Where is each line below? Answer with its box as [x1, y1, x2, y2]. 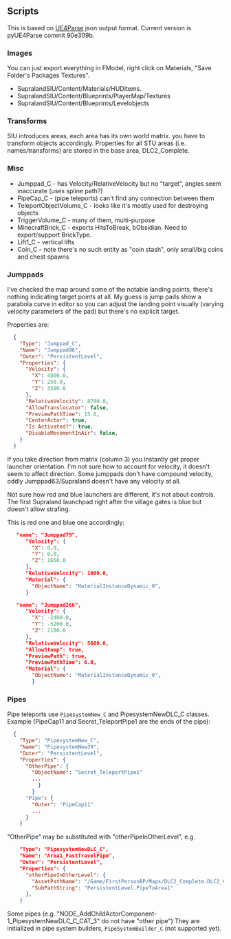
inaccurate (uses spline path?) [16, 186, 103, 195]
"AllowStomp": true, [25, 646, 85, 653]
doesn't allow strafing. [7, 505, 71, 513]
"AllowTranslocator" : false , [25, 404, 109, 411]
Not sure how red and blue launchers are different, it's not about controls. [7, 490, 215, 498]
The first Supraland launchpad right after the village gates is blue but [7, 497, 202, 506]
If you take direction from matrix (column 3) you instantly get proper [7, 455, 200, 463]
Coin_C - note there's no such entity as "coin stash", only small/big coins [16, 245, 223, 253]
